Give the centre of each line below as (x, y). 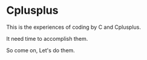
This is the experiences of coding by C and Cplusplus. (73, 27)
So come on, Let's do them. (41, 50)
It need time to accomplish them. (47, 38)
